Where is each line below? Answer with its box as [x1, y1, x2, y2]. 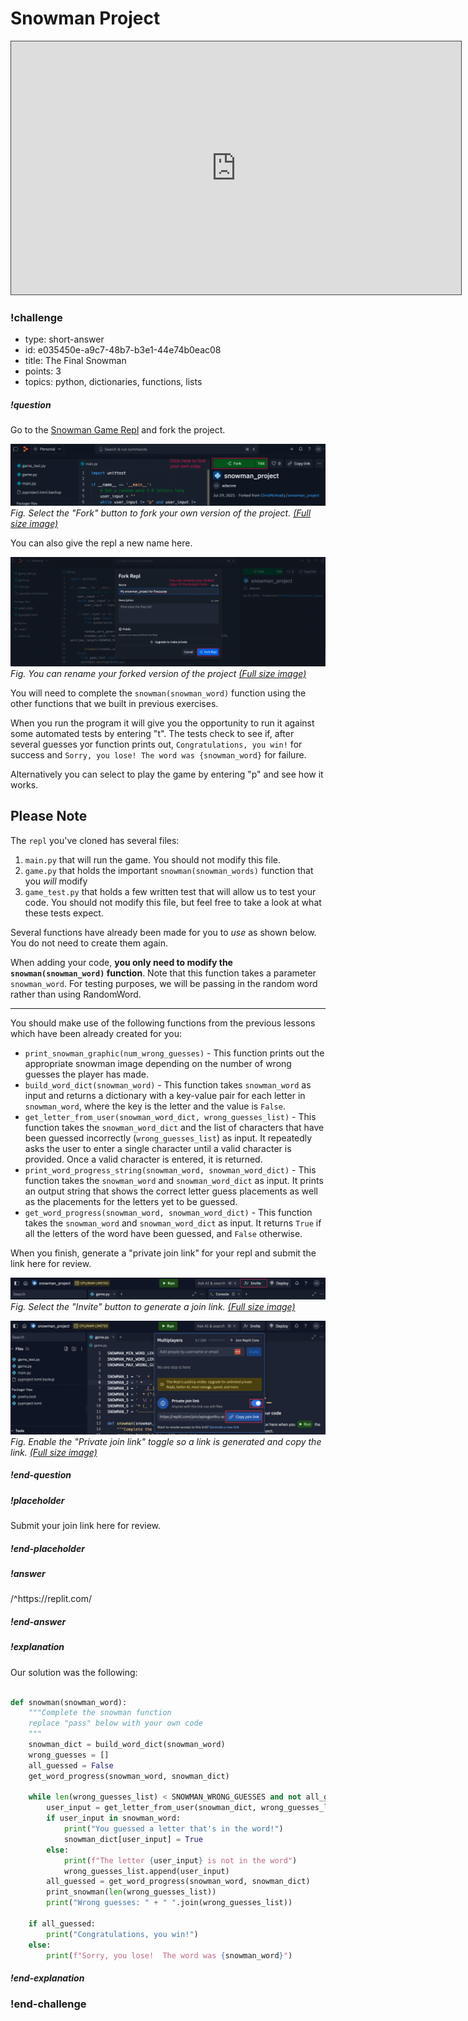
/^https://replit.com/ [10, 1593, 93, 1605]
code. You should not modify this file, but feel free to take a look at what [24, 896, 322, 908]
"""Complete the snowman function [28, 1708, 172, 1718]
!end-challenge [10, 1997, 87, 2011]
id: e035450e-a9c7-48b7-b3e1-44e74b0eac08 [24, 344, 222, 356]
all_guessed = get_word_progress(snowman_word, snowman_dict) [46, 1877, 311, 1887]
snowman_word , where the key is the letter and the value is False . [24, 1100, 286, 1112]
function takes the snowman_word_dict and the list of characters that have [24, 1121, 325, 1133]
